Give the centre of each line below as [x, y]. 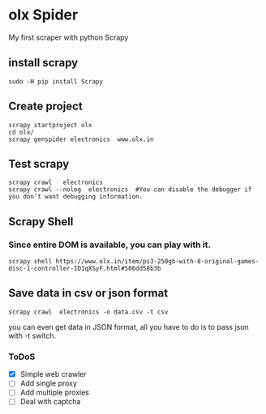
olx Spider [43, 15]
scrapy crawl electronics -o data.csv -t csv [88, 312]
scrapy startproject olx [50, 125]
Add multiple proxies [54, 393]
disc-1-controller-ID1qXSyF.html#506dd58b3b [85, 269]
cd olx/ [21, 132]
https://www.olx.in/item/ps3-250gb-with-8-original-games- [157, 262]
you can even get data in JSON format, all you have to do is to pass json [129, 327]
